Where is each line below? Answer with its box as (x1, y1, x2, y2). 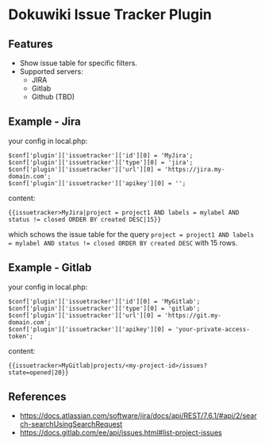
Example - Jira (8, 115, 81, 129)
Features (8, 37, 53, 51)
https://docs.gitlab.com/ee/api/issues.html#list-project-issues (19, 428, 222, 438)
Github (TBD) (31, 92, 75, 101)
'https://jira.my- (163, 165, 225, 173)
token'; (8, 332, 34, 340)
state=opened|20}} (8, 368, 69, 377)
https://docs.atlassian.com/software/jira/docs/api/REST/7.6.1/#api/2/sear (19, 411, 257, 420)
